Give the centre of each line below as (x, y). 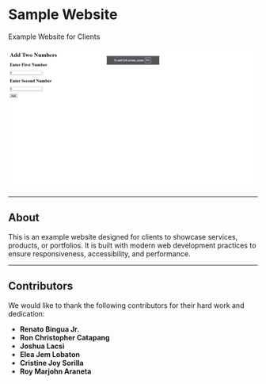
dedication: (27, 313)
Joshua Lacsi (42, 346)
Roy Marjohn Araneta (55, 371)
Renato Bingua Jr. (49, 329)
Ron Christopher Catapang (65, 337)
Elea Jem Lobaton (50, 354)
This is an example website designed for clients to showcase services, (123, 236)
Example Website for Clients (54, 36)
